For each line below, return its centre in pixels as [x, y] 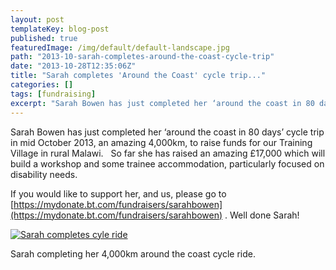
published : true [44, 38]
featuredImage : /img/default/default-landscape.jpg [120, 47]
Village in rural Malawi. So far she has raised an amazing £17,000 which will [168, 153]
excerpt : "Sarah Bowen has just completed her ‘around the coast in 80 [162, 103]
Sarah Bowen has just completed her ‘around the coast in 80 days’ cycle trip [167, 132]
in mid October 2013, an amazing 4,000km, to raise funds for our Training [161, 142]
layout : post [37, 19]
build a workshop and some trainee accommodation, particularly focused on [167, 163]
